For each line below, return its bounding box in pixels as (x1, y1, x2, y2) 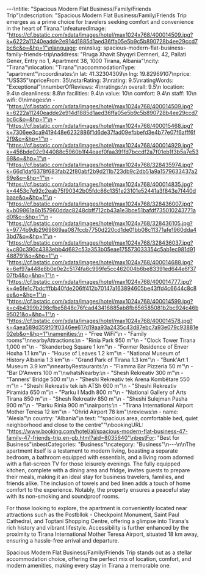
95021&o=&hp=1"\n (6, 311, 56, 317)
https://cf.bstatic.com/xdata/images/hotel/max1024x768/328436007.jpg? (9, 200, 193, 207)
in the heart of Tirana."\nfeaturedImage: (6, 24, 107, 32)
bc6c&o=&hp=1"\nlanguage (6, 44, 76, 51)
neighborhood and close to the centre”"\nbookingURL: (6, 421, 143, 428)
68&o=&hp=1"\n (6, 155, 47, 161)
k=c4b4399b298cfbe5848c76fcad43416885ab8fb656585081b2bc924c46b (6, 304, 199, 311)
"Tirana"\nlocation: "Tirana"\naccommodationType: (6, 64, 136, 71)
